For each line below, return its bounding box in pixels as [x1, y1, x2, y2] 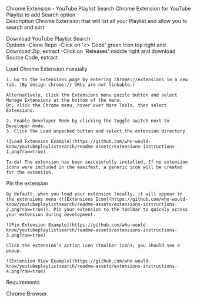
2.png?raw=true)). [6, 207, 51, 213]
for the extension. [6, 170, 54, 175]
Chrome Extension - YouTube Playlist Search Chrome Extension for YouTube [6, 5, 191, 12]
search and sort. [6, 24, 46, 31]
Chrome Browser [6, 290, 47, 297]
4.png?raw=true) [6, 268, 46, 274]
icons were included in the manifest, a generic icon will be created [6, 164, 183, 170]
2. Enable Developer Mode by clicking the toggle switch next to [6, 118, 169, 124]
